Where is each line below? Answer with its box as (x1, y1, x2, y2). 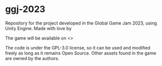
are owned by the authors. (5, 55, 59, 61)
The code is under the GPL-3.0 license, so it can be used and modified (5, 44, 150, 50)
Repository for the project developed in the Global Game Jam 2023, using (5, 20, 157, 26)
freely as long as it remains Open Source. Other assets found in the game (5, 50, 156, 56)
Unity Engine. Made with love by (5, 25, 72, 31)
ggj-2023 (5, 3, 45, 15)
